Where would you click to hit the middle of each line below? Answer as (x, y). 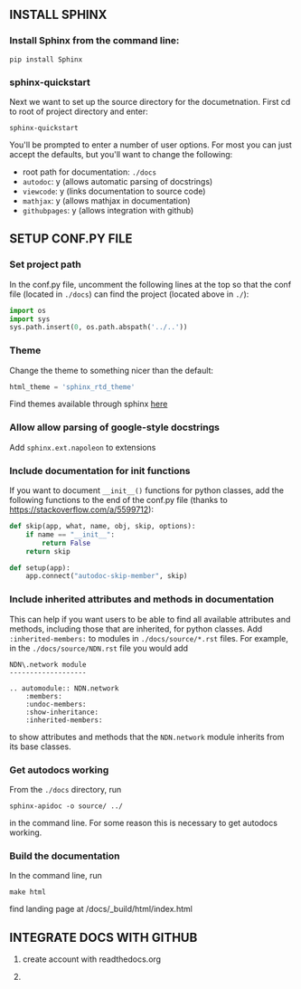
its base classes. (40, 747)
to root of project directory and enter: (79, 111)
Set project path (45, 264)
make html (28, 892)
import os (28, 310)
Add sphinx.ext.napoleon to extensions (83, 447)
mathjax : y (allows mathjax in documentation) (106, 200)
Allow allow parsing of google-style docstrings (114, 427)
